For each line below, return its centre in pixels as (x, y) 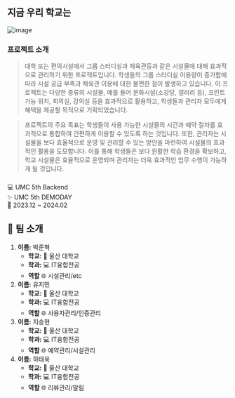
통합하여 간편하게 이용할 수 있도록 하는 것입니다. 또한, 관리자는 (134, 134)
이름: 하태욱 (34, 359)
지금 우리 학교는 (39, 13)
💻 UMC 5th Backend (38, 187)
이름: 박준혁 (34, 247)
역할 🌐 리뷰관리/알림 (56, 387)
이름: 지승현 (34, 321)
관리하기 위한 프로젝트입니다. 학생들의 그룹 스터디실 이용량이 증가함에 (132, 75)
